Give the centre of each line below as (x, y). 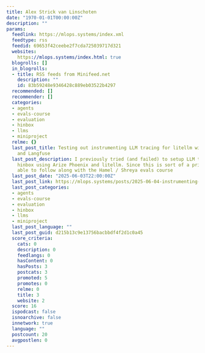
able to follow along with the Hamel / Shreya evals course (95, 170)
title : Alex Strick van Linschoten (52, 12)
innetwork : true (32, 323)
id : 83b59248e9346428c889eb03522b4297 (67, 86)
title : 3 (28, 295)
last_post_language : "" (42, 227)
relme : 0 (28, 289)
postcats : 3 (32, 272)
